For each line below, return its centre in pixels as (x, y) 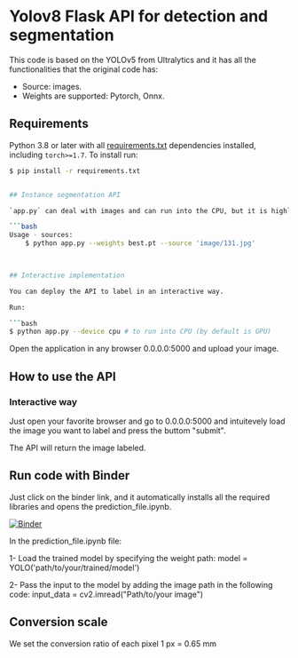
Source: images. (52, 86)
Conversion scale (59, 622)
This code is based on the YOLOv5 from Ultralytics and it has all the (133, 59)
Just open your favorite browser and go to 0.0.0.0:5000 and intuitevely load (147, 421)
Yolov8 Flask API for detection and (139, 16)
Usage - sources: (41, 235)
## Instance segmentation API (65, 194)
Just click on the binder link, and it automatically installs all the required (140, 497)
